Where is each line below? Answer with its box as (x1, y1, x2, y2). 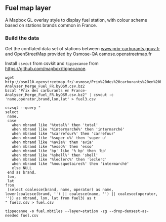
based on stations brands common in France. (5, 22, 97, 28)
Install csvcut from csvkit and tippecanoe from (5, 61, 99, 66)
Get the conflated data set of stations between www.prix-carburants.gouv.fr (5, 46, 161, 52)
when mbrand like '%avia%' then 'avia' (11, 140, 94, 145)
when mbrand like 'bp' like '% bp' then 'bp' (11, 149, 107, 154)
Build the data (5, 34, 40, 41)
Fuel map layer (5, 4, 51, 12)
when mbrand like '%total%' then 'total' (11, 123, 98, 127)
